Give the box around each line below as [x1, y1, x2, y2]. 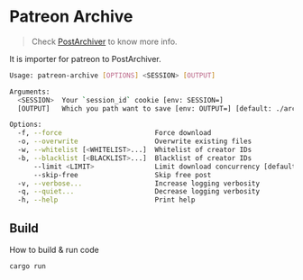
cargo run [9, 262, 47, 271]
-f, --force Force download [17, 129, 212, 138]
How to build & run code [9, 245, 99, 255]
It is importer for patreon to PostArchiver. [9, 53, 162, 64]
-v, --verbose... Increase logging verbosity [17, 178, 260, 188]
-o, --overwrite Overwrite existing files [17, 137, 252, 146]
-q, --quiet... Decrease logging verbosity [17, 187, 260, 196]
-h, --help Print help [17, 195, 196, 204]
